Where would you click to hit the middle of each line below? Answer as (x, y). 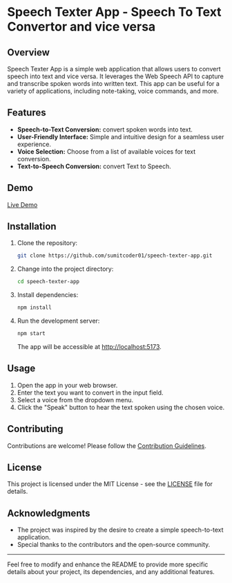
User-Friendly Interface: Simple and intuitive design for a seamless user (120, 136)
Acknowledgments (49, 513)
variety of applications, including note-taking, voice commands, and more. (113, 91)
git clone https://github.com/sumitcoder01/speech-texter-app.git (115, 256)
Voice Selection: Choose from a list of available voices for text (106, 151)
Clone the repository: (47, 243)
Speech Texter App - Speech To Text (115, 12)
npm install (34, 308)
